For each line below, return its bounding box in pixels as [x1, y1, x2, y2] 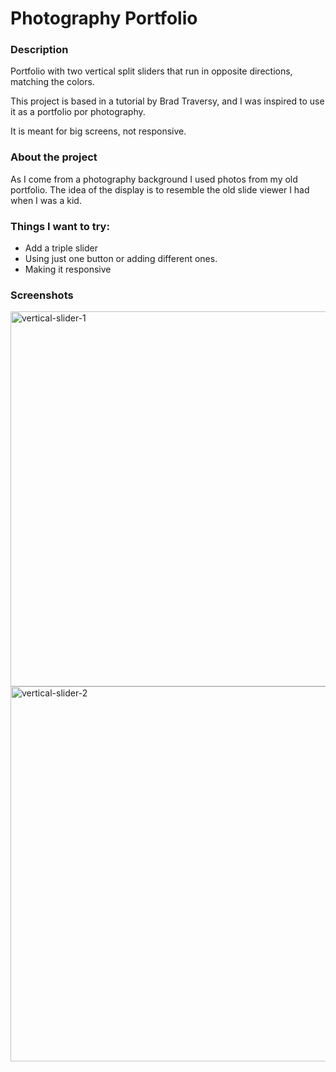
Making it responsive [24, 263, 112, 276]
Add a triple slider [24, 242, 98, 254]
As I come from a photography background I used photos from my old [10, 173, 298, 185]
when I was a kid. [10, 194, 82, 206]
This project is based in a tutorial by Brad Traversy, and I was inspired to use [10, 95, 325, 107]
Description [10, 43, 69, 57]
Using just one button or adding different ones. [24, 253, 218, 265]
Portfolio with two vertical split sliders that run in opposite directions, [10, 65, 293, 77]
